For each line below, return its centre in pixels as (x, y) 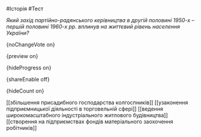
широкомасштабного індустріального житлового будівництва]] (87, 115)
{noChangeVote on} (31, 45)
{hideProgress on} (29, 68)
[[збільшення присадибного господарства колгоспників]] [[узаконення (97, 102)
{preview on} (22, 56)
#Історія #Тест (25, 9)
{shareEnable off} (28, 79)
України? (18, 33)
